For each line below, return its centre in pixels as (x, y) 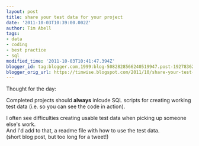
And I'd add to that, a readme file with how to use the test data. (83, 131)
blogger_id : (21, 66)
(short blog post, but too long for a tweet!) (57, 137)
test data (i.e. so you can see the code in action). (66, 106)
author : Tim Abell (29, 28)
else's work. (21, 124)
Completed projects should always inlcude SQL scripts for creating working (99, 100)
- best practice (26, 50)
